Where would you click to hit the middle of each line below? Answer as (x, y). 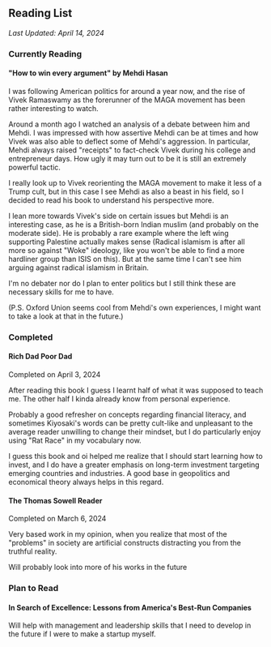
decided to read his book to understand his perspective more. (111, 200)
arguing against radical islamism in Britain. (79, 268)
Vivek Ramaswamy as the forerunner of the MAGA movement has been (127, 100)
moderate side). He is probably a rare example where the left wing (119, 233)
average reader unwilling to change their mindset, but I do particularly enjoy (135, 432)
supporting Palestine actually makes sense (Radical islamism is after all (127, 242)
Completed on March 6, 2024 (57, 519)
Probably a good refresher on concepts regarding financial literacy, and (127, 415)
